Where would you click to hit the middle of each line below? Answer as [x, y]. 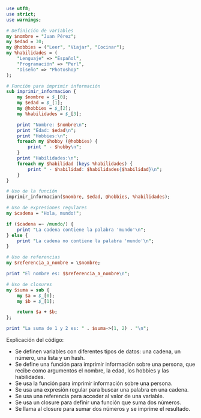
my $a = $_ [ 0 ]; [36, 296]
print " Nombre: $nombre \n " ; [52, 125]
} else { [17, 235]
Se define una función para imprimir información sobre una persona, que [105, 364]
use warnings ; [24, 20]
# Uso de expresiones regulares [46, 208]
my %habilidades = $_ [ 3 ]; [49, 114]
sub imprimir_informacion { [41, 92]
